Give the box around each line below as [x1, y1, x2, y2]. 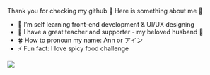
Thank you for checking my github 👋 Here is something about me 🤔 [7, 7, 203, 15]
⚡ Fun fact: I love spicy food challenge [17, 44, 129, 53]
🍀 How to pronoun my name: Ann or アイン [17, 36, 144, 44]
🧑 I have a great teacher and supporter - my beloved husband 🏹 [17, 28, 204, 36]
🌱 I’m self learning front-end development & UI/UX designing [17, 20, 194, 28]
